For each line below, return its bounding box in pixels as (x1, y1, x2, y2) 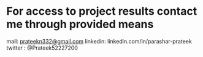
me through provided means (6, 17, 154, 31)
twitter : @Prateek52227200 (6, 44, 79, 51)
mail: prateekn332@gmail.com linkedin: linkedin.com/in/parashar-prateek (6, 37, 192, 45)
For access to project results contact (6, 4, 197, 18)
